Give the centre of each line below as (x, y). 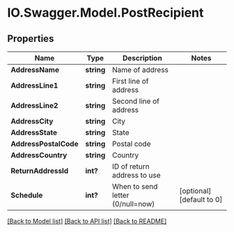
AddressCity (32, 121)
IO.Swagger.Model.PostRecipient (106, 13)
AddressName (35, 70)
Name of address (140, 70)
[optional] (195, 191)
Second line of (136, 101)
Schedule (27, 195)
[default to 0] (201, 200)
